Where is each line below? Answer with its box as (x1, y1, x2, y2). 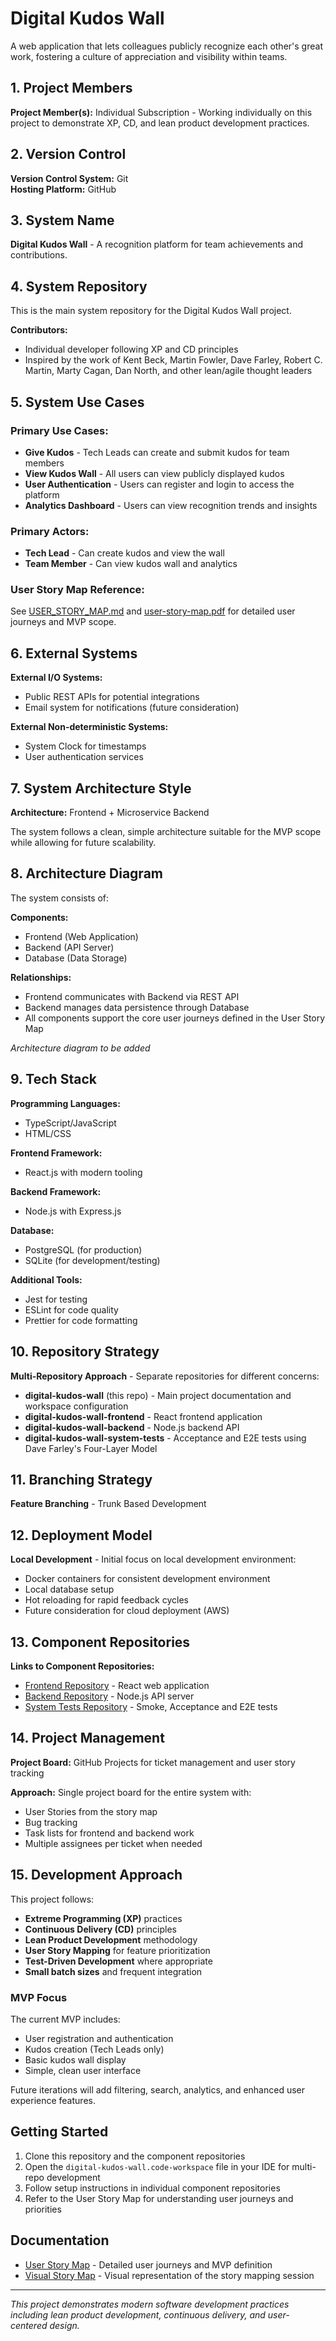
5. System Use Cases (10, 393, 145, 411)
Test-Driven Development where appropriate (24, 1955, 213, 1967)
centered (10, 2319, 48, 2331)
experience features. (10, 2094, 96, 2106)
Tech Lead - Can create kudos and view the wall (24, 547, 225, 559)
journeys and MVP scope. (10, 616, 117, 628)
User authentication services (24, 751, 144, 763)
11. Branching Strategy (10, 1471, 153, 1488)
